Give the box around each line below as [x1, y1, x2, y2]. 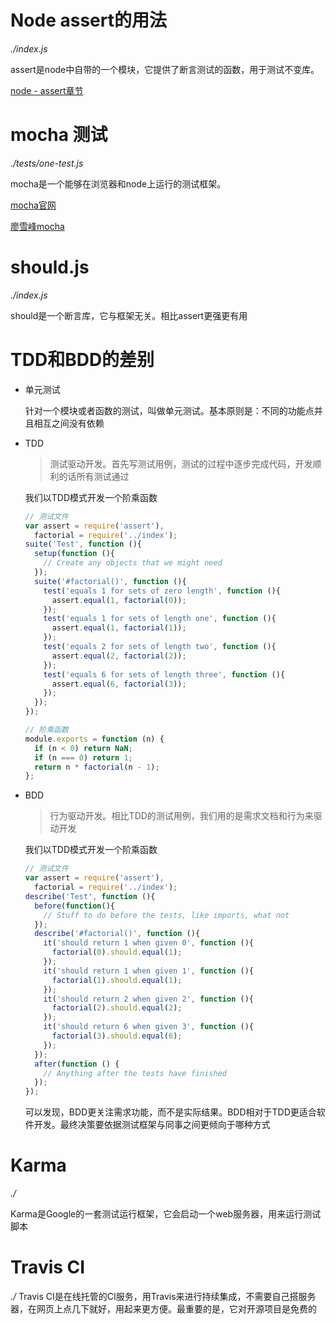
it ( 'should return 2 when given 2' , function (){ [43, 994, 254, 1004]
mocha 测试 [10, 124, 108, 146]
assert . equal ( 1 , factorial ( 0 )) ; [51, 595, 187, 605]
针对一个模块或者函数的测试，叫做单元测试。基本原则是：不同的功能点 [24, 404, 315, 416]
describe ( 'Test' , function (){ [24, 891, 156, 901]
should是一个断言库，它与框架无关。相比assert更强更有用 [10, 309, 248, 321]
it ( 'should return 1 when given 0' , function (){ [43, 938, 254, 948]
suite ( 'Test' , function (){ [24, 539, 142, 550]
